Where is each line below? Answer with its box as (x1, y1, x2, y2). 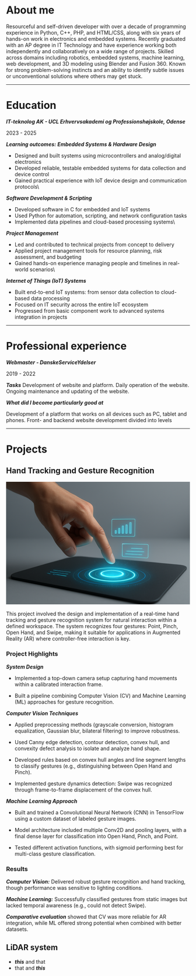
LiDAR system (6, 943, 58, 953)
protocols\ (14, 183, 40, 190)
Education (6, 99, 57, 112)
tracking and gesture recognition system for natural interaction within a (6, 617, 177, 624)
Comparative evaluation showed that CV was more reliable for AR (6, 913, 166, 920)
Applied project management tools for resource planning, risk (14, 247, 162, 254)
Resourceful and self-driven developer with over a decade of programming (6, 23, 187, 30)
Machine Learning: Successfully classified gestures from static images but (6, 896, 188, 903)
